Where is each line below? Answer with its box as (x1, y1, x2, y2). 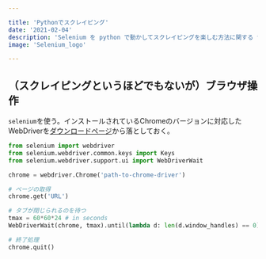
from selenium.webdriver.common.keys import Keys (8, 149, 176, 157)
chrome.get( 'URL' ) (8, 192, 69, 200)
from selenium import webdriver (8, 142, 115, 150)
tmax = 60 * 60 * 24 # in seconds (8, 215, 108, 223)
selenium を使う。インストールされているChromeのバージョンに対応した (8, 116, 242, 126)
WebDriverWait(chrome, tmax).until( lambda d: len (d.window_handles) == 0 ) (8, 222, 260, 230)
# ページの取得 (8, 185, 51, 193)
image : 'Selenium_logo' (8, 40, 87, 48)
